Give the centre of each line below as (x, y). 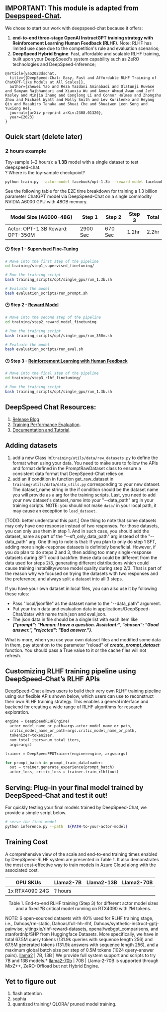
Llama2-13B (102, 882)
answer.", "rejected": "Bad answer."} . (52, 630)
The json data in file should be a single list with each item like (75, 619)
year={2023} (22, 117)
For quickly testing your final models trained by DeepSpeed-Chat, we (76, 807)
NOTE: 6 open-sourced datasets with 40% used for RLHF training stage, (79, 918)
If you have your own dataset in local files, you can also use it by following (81, 588)
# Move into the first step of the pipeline (52, 261)
